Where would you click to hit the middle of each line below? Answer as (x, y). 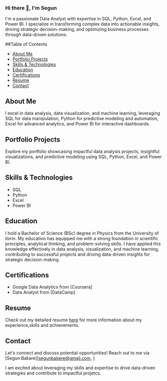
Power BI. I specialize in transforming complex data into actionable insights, (83, 24)
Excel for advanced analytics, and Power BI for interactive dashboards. (78, 124)
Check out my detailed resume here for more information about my (74, 320)
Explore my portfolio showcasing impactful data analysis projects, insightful (83, 151)
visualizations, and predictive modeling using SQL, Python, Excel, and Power (83, 157)
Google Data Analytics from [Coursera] (52, 287)
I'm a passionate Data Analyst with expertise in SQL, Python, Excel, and (78, 19)
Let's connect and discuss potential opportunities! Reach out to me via (77, 353)
